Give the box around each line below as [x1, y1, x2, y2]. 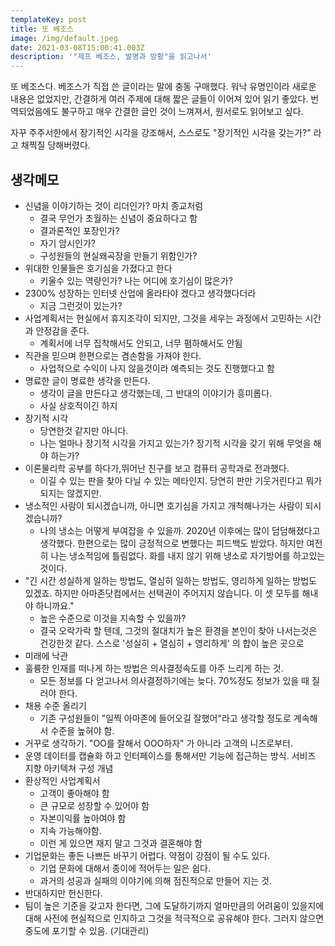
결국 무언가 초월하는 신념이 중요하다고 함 [39, 212, 198, 224]
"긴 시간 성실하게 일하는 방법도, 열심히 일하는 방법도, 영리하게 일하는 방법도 [24, 574, 317, 586]
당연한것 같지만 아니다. [39, 424, 129, 436]
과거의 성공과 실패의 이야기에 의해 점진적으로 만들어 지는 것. [39, 874, 273, 886]
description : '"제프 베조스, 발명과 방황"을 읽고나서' [10, 52, 212, 62]
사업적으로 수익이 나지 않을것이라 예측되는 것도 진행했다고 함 [39, 362, 275, 374]
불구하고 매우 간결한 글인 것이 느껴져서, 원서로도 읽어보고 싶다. [61, 106, 304, 118]
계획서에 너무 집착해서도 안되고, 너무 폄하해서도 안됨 [39, 337, 243, 349]
